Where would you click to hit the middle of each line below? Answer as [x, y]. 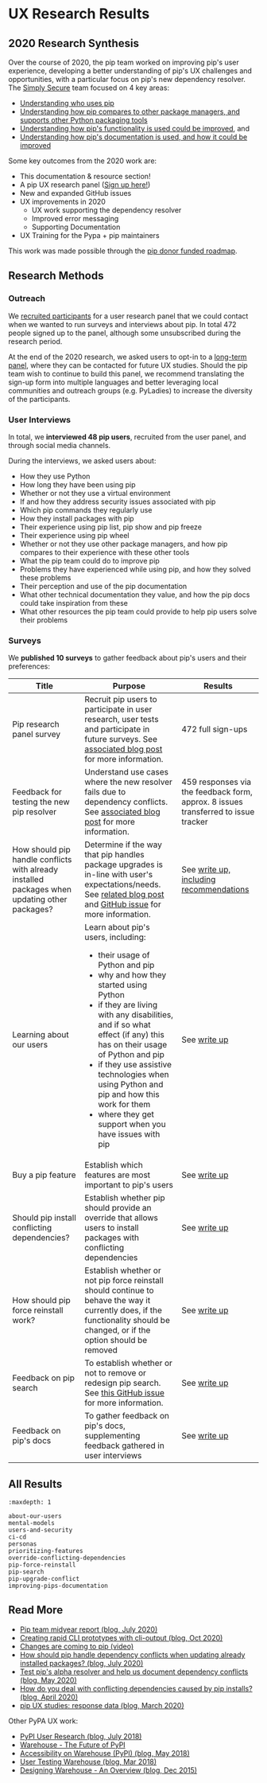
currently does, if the [124, 1310]
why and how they [132, 975]
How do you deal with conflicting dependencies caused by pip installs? [136, 1688]
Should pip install [44, 1218]
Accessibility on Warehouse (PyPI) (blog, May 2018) [105, 1753]
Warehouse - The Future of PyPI [72, 1745]
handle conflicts [42, 860]
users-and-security [41, 1530]
